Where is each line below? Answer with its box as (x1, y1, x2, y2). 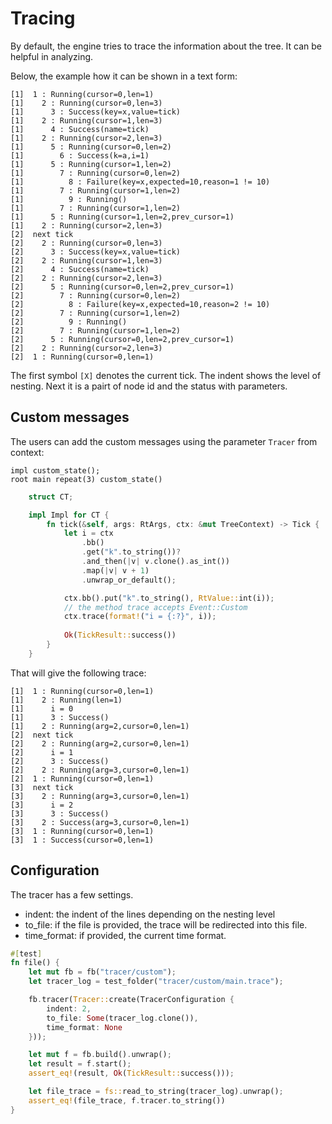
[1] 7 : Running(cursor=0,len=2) (10, 168, 182, 178)
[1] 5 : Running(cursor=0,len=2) (10, 142, 172, 152)
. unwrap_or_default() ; (81, 575, 177, 585)
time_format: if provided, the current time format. (24, 929, 227, 941)
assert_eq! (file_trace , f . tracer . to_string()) (28, 1095, 226, 1106)
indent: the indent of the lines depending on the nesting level (24, 908, 276, 920)
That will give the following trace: (10, 667, 147, 679)
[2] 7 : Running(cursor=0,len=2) (10, 290, 182, 301)
